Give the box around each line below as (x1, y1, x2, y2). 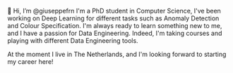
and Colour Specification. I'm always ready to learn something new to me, (7, 22, 222, 29)
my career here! (7, 58, 54, 66)
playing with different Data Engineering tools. (7, 36, 139, 45)
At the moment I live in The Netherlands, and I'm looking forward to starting (7, 50, 227, 58)
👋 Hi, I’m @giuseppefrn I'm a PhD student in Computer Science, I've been (7, 7, 221, 15)
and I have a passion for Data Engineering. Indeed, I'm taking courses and (7, 29, 222, 37)
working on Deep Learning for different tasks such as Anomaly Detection (7, 14, 220, 22)
